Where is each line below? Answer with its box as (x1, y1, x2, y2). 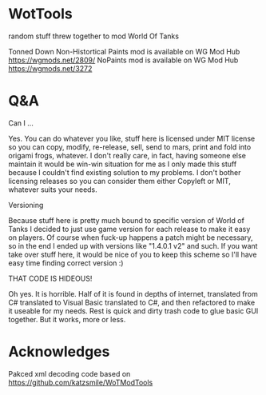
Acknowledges (8, 343, 110, 361)
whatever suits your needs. (8, 185, 97, 194)
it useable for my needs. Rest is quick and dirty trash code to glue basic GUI (8, 305, 259, 316)
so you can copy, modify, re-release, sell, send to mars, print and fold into (8, 142, 252, 152)
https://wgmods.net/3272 (8, 63, 93, 73)
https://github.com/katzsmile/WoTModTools (8, 377, 153, 387)
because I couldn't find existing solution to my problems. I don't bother (8, 167, 241, 177)
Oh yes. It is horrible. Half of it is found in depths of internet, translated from (8, 289, 258, 298)
